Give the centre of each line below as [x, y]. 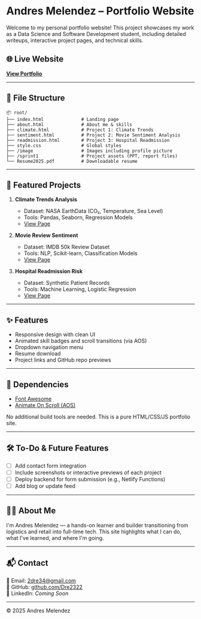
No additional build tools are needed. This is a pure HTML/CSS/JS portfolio [98, 417]
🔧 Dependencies [37, 384]
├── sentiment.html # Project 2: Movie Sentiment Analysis [93, 135]
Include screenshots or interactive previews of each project [88, 472]
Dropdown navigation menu [49, 347]
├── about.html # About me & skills [69, 125]
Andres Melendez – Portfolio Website [100, 11]
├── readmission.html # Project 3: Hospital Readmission [88, 140]
